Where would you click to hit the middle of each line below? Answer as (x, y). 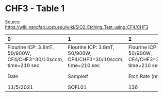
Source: (13, 22)
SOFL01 (77, 87)
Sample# (78, 76)
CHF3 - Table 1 (35, 8)
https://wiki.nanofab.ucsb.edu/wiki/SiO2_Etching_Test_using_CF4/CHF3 (77, 27)
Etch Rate (139, 76)
